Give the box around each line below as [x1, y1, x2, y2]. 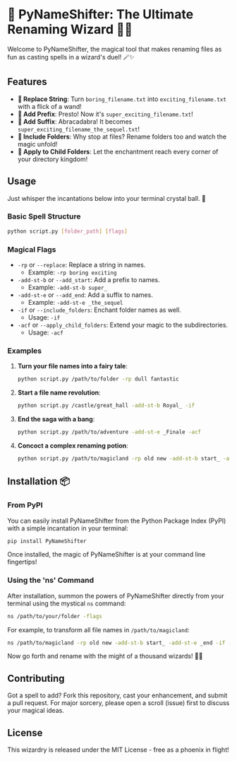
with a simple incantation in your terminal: [7, 523, 128, 533]
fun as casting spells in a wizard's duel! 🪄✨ [7, 52, 135, 61]
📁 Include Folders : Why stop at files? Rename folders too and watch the [17, 132, 227, 141]
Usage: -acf [28, 328, 63, 337]
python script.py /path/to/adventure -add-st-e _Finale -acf [17, 429, 202, 436]
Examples [7, 346, 42, 356]
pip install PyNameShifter [7, 538, 87, 545]
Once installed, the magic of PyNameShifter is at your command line [7, 550, 206, 559]
